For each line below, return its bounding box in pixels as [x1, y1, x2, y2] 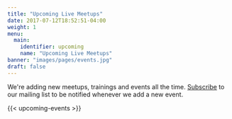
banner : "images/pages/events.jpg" [7, 57, 113, 64]
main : [13, 37, 31, 44]
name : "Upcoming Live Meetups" [20, 50, 113, 57]
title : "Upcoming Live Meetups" [7, 10, 103, 18]
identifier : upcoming [20, 43, 84, 50]
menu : [7, 30, 23, 38]
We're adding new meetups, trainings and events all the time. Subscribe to [7, 82, 225, 91]
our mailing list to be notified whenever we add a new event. [7, 90, 184, 98]
